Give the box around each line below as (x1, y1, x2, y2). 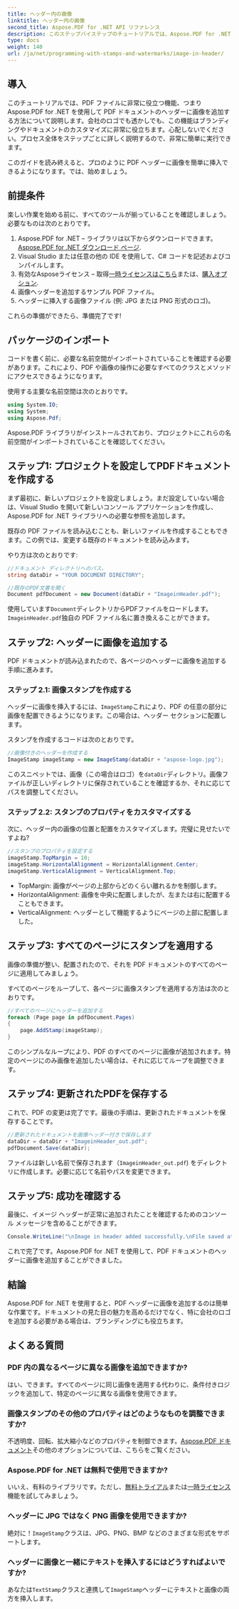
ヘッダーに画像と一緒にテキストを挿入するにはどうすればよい (7, 1557, 218, 1567)
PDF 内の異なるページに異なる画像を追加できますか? (7, 1363, 188, 1373)
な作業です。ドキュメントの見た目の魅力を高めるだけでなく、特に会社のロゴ (7, 1308, 231, 1317)
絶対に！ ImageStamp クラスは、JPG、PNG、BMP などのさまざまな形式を (7, 1529, 218, 1537)
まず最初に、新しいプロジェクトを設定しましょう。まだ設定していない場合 (7, 494, 225, 502)
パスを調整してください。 (7, 787, 83, 797)
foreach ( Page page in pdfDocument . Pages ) (7, 1014, 135, 1021)
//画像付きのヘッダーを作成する (7, 750, 88, 757)
